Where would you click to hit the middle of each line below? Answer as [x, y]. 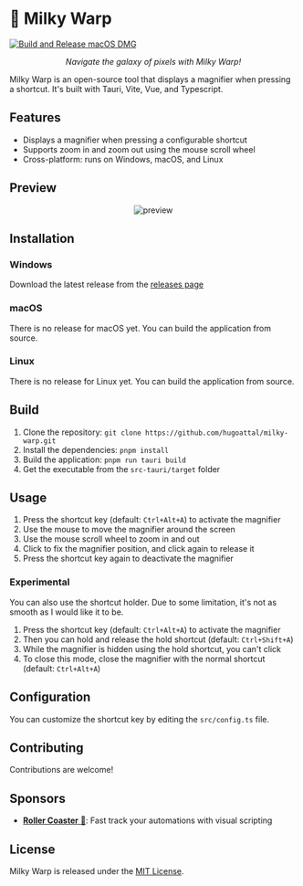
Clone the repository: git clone [82, 432]
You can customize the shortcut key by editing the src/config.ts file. [139, 719]
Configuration [50, 697]
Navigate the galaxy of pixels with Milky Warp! [153, 61]
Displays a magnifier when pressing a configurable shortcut [135, 140]
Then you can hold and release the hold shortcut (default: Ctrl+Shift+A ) [158, 639]
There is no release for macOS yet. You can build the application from [141, 328]
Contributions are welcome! [62, 770]
